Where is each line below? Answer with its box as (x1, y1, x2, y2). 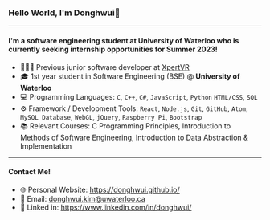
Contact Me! (8, 167, 51, 177)
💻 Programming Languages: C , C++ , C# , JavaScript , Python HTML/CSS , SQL (19, 92, 258, 101)
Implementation (19, 141, 72, 151)
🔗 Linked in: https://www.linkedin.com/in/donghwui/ (19, 202, 192, 212)
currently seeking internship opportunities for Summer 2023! (8, 44, 219, 54)
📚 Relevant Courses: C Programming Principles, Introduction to (19, 120, 231, 131)
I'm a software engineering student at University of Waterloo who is (8, 35, 239, 45)
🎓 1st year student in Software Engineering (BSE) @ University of (19, 71, 240, 81)
